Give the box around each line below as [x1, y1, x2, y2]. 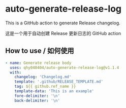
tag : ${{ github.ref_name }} [14, 84, 76, 89]
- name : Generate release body [5, 60, 72, 65]
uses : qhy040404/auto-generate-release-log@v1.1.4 [10, 65, 119, 70]
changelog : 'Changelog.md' [14, 75, 72, 80]
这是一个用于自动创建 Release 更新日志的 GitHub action [5, 30, 121, 36]
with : [10, 69, 22, 75]
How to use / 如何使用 [5, 47, 74, 55]
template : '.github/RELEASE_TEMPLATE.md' [14, 79, 103, 84]
